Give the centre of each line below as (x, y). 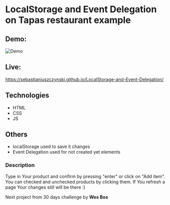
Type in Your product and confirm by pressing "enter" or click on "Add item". (85, 176)
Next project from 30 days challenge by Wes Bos (57, 197)
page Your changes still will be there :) (45, 187)
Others (16, 135)
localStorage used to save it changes (51, 147)
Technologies (27, 95)
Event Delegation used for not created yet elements (66, 152)
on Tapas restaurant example (68, 20)
